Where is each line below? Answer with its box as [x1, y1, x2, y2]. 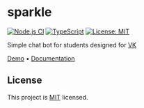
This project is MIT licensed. [7, 93, 88, 101]
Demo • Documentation [7, 54, 75, 63]
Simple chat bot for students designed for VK [7, 40, 137, 49]
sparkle [7, 4, 52, 20]
